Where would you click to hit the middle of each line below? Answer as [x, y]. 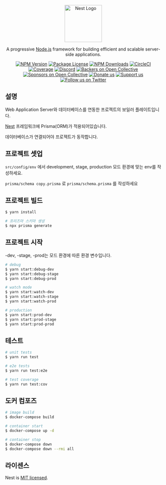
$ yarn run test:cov [27, 384]
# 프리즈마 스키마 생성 [25, 221]
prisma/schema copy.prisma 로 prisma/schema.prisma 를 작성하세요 [72, 183]
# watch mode [19, 287]
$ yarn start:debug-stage [32, 274]
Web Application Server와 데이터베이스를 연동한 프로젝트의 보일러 [70, 109]
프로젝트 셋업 [24, 154]
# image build [20, 413]
